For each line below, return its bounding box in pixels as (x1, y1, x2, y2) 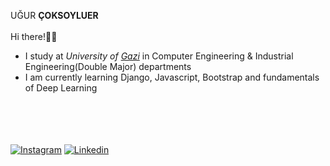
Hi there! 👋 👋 (10, 31, 58, 42)
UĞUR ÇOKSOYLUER (10, 10, 99, 21)
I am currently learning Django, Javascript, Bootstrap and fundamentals (24, 71, 320, 83)
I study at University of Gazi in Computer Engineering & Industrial (24, 50, 294, 62)
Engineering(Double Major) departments (24, 61, 192, 72)
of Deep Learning (24, 82, 98, 94)
